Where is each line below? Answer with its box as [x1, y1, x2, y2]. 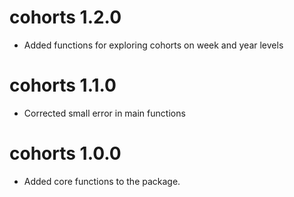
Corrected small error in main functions [23, 107, 186, 119]
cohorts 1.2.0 [9, 6, 122, 29]
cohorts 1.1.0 [9, 74, 117, 97]
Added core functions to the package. [23, 175, 181, 187]
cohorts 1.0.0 [9, 142, 122, 165]
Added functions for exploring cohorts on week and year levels [23, 39, 284, 51]
